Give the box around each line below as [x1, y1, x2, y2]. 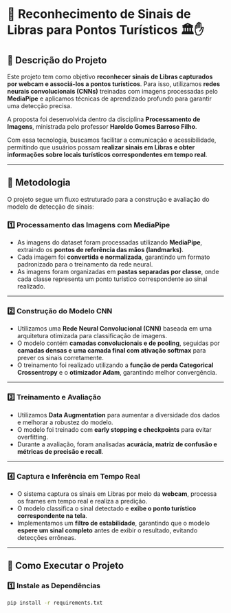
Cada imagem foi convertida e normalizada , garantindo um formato [16, 253, 210, 261]
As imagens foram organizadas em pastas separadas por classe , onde [16, 268, 219, 276]
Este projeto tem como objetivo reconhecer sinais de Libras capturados [7, 72, 213, 81]
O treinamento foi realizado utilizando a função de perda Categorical [16, 361, 214, 369]
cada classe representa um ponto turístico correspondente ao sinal [16, 275, 208, 283]
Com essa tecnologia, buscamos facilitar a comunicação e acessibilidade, [7, 136, 217, 144]
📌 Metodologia [7, 177, 71, 189]
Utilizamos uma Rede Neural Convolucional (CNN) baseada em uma [16, 324, 212, 333]
